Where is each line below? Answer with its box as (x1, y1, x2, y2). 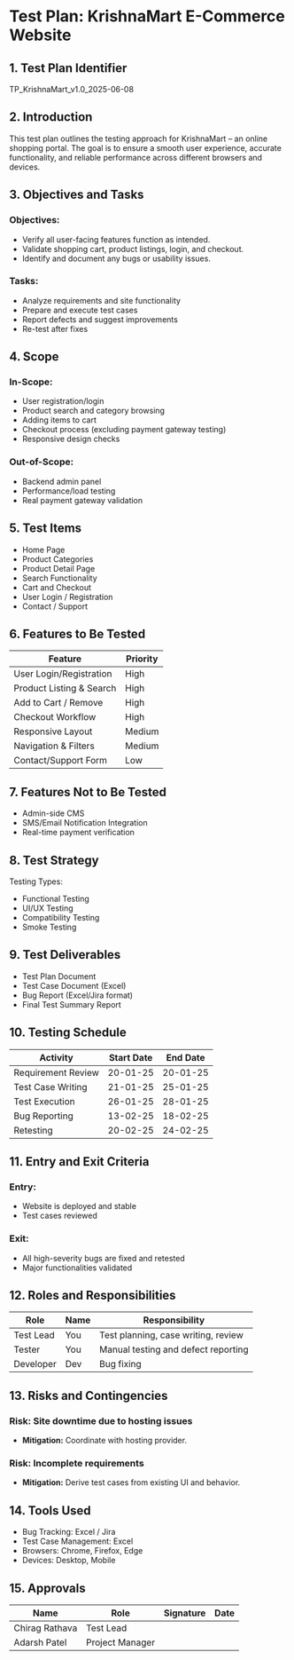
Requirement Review (13, 1066, 100, 1079)
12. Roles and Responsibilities (9, 1288, 176, 1303)
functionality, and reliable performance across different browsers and (9, 152, 263, 162)
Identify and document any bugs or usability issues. (21, 253, 211, 264)
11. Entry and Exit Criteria (9, 1154, 150, 1169)
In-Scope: (9, 375, 53, 388)
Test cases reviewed (21, 1210, 97, 1221)
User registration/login (21, 396, 104, 407)
